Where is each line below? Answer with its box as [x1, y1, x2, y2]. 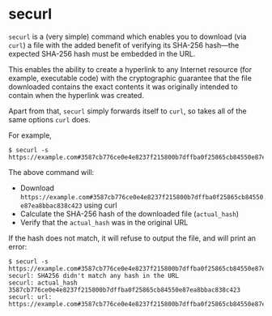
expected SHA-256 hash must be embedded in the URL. [8, 49, 196, 58]
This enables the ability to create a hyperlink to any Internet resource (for [8, 64, 253, 74]
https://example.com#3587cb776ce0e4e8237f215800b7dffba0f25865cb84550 [19, 193, 264, 201]
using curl [83, 200, 117, 210]
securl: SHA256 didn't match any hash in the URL [8, 271, 180, 280]
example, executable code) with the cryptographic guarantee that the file [8, 73, 253, 83]
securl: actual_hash [8, 279, 79, 287]
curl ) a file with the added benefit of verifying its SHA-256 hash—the [8, 40, 240, 49]
